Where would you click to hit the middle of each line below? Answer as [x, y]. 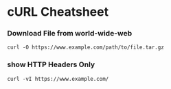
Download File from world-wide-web [70, 34]
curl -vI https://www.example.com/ [58, 79]
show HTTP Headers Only [51, 64]
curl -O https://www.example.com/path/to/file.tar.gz [86, 48]
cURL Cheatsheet [58, 12]
